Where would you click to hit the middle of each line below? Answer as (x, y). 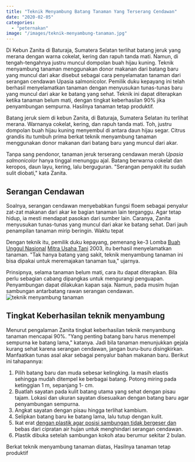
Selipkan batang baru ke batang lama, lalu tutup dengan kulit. (89, 416)
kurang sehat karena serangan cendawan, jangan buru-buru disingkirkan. (95, 348)
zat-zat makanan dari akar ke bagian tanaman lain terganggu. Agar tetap (94, 212)
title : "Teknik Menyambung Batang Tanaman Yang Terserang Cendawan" (92, 11)
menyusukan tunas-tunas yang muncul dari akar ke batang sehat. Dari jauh (97, 224)
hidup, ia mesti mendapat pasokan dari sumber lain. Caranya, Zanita (88, 218)
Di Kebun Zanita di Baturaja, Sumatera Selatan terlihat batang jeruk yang (93, 50)
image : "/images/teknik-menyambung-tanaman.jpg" (67, 34)
